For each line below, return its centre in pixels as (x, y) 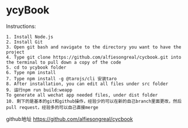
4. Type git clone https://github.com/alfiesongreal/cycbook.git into (94, 57)
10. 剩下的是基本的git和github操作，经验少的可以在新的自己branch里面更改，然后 (94, 101)
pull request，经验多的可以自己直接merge (52, 107)
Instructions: (21, 26)
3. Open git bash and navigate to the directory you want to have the (94, 47)
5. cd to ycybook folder (36, 67)
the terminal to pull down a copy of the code (64, 62)
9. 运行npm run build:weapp (39, 90)
